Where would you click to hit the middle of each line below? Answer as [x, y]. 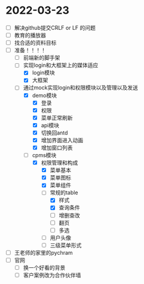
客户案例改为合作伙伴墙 [52, 275]
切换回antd [54, 133]
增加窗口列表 [57, 148]
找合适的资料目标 [35, 43]
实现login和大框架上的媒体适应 [61, 65]
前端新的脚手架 [42, 58]
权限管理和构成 [59, 163]
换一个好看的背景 [44, 267]
